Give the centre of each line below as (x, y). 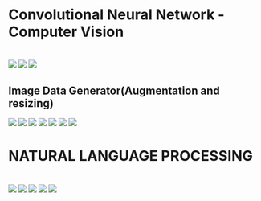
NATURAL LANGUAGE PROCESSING (130, 156)
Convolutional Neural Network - (116, 15)
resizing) (31, 103)
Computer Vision (66, 32)
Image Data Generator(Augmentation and (114, 90)
